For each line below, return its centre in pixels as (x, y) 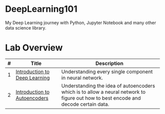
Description (110, 63)
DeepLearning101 (41, 9)
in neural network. (82, 78)
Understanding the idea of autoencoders (108, 85)
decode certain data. (85, 104)
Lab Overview (34, 48)
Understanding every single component (107, 71)
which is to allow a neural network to (103, 92)
